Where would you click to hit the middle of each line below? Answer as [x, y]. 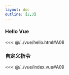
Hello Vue [17, 32]
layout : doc [17, 10]
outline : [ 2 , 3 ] [21, 14]
